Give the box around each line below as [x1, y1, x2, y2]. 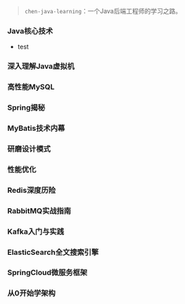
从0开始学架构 [7, 289, 56, 298]
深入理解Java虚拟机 [7, 61, 75, 71]
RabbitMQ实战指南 [7, 205, 72, 215]
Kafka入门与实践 [7, 227, 65, 236]
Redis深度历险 [7, 185, 56, 195]
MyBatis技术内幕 [7, 123, 65, 133]
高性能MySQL [7, 82, 55, 92]
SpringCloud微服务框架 [7, 267, 88, 277]
